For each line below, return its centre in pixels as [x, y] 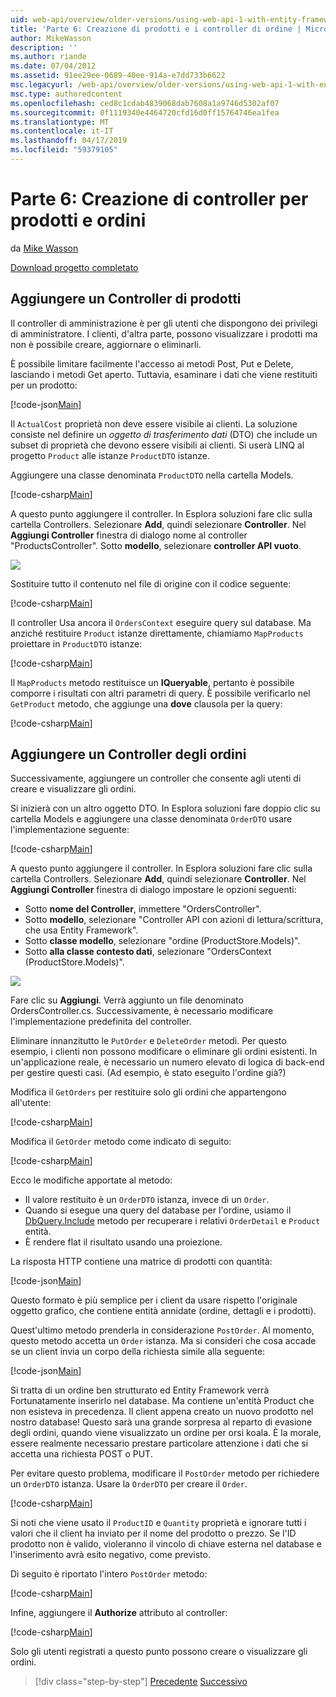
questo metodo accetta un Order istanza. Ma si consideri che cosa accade [163, 1341]
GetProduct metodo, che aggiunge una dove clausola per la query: [146, 703]
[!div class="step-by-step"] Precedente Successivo [141, 1682]
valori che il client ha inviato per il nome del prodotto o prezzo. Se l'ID [153, 1533]
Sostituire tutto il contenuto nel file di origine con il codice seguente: [151, 583]
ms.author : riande [48, 57]
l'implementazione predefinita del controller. [101, 1022]
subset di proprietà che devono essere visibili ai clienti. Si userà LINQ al [157, 445]
